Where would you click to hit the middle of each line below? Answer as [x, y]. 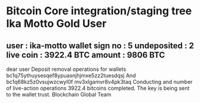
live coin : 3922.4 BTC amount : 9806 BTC [86, 55]
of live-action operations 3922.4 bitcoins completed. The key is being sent [98, 88]
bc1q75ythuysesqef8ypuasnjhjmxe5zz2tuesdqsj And [71, 75]
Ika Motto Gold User [56, 24]
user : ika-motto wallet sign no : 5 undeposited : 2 [100, 46]
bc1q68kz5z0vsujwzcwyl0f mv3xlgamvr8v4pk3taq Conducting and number [99, 82]
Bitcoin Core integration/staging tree [99, 11]
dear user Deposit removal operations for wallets [66, 69]
